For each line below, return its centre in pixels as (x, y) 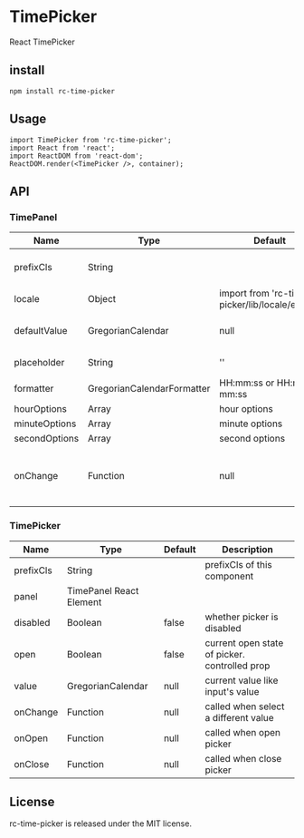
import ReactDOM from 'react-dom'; (76, 156)
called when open (242, 732)
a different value (239, 717)
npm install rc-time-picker (62, 91)
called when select (245, 706)
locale (27, 299)
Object (101, 299)
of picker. (225, 654)
